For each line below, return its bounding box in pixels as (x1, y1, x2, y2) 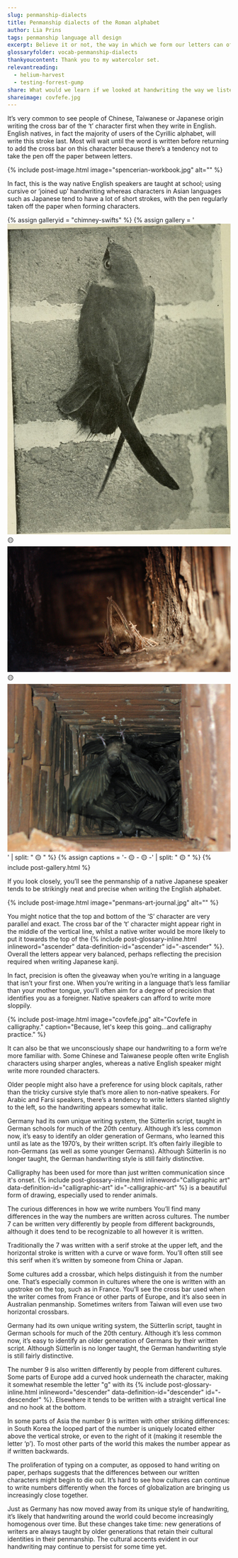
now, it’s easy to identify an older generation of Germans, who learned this (7, 1132, 225, 1140)
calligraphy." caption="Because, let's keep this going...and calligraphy (7, 1023, 212, 1031)
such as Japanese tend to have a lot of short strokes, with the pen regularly (7, 195, 228, 203)
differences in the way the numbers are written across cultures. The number (7, 1212, 230, 1221)
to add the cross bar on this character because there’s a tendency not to (7, 144, 218, 153)
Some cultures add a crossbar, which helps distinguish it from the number (7, 1270, 223, 1278)
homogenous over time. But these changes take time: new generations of (7, 1520, 222, 1528)
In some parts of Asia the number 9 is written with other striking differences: (7, 1417, 230, 1425)
